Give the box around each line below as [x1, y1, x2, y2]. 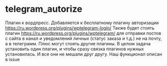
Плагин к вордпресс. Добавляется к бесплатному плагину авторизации [5, 20, 159, 26]
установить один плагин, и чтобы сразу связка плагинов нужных [5, 46, 144, 52]
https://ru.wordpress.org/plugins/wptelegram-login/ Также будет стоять [5, 25, 155, 31]
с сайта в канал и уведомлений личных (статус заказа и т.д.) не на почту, [5, 35, 162, 41]
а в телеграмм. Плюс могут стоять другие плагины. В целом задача [5, 40, 151, 46]
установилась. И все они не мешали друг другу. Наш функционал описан [5, 51, 162, 57]
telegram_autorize [5, 3, 82, 15]
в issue [5, 56, 20, 62]
